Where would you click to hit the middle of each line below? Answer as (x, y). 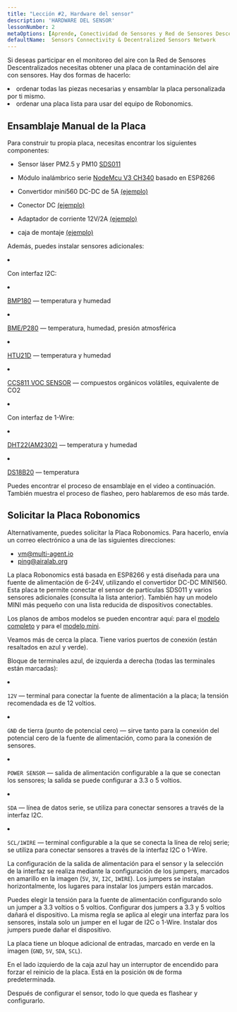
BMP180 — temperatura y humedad (59, 300)
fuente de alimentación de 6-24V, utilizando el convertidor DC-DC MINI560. (117, 582)
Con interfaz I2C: (32, 273)
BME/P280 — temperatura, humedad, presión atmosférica (92, 328)
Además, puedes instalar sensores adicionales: (76, 246)
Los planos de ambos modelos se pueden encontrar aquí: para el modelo (114, 618)
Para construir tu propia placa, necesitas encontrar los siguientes (102, 142)
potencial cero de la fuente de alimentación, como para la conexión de (110, 738)
